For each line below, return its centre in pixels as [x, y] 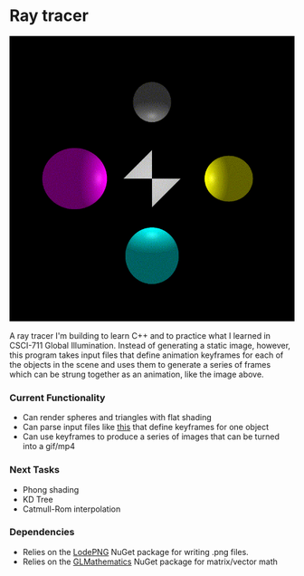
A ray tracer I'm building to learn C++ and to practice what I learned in [140, 335]
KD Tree [38, 499]
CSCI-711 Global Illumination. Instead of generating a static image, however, [150, 345]
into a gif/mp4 [48, 446]
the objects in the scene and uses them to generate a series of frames [140, 364]
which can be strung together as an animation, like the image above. [137, 374]
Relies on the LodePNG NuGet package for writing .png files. [135, 552]
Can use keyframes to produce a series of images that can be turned [151, 437]
